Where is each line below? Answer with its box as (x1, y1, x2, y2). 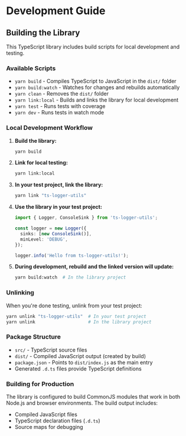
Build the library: (14, 137, 57, 144)
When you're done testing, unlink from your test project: (6, 302, 143, 309)
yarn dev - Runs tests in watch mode (14, 109, 105, 116)
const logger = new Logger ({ (14, 225, 87, 231)
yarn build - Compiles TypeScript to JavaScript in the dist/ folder (14, 78, 177, 85)
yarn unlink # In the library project (6, 319, 152, 325)
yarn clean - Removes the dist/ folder (14, 90, 109, 97)
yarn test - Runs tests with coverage (14, 103, 106, 110)
